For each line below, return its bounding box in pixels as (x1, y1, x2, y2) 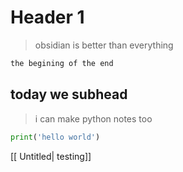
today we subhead (10, 86, 128, 103)
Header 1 (10, 6, 85, 29)
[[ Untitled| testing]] (10, 150, 92, 162)
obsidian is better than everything (34, 39, 174, 51)
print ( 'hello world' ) (10, 132, 101, 142)
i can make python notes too (34, 112, 153, 125)
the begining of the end (10, 58, 114, 68)
